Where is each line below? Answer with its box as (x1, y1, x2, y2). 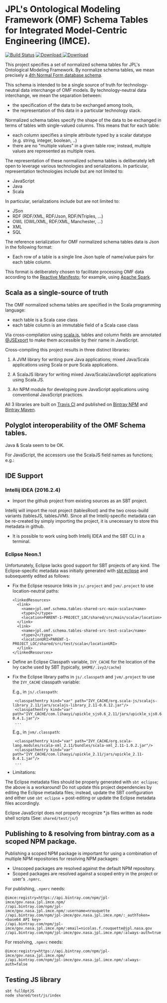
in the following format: (5, 244, 53, 250)
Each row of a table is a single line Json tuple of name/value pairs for (12, 254, 154, 260)
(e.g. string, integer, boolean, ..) (12, 137, 77, 143)
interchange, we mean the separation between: (5, 92, 102, 98)
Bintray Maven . (5, 406, 36, 412)
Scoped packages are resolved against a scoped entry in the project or (12, 871, 158, 877)
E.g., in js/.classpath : (12, 688, 58, 694)
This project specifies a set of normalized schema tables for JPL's (5, 61, 140, 67)
